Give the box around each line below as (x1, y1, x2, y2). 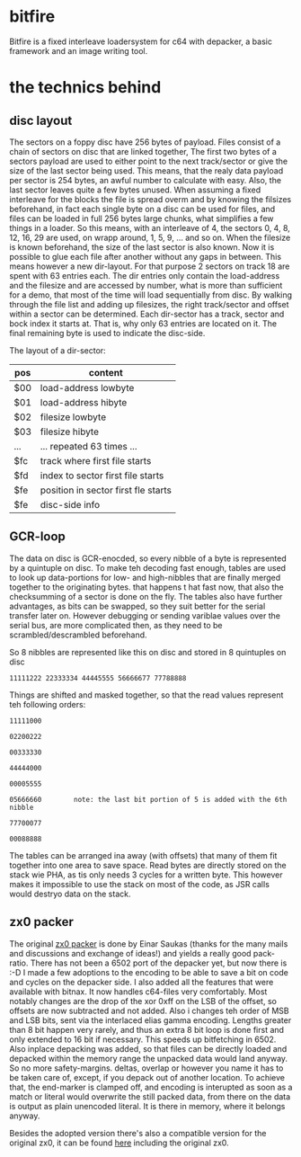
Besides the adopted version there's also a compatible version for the (9, 1127, 267, 1138)
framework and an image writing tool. (9, 45, 148, 56)
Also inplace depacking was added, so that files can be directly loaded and (9, 1043, 288, 1054)
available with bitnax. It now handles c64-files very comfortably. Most (9, 986, 268, 997)
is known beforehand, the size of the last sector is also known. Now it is (9, 241, 275, 253)
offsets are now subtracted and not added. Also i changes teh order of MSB (9, 1005, 289, 1016)
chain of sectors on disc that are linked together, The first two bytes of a (9, 146, 277, 156)
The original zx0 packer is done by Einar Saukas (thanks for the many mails (9, 938, 288, 949)
